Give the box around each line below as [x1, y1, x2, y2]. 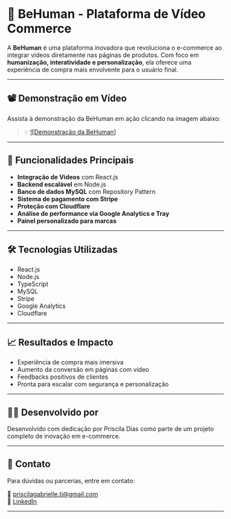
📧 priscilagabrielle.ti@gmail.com [7, 489, 98, 498]
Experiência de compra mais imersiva [16, 358, 124, 366]
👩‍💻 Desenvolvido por [7, 406, 99, 418]
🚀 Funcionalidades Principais [7, 155, 134, 166]
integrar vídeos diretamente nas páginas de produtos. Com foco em [7, 51, 199, 59]
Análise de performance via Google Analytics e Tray [16, 209, 170, 217]
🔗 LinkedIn [7, 497, 37, 505]
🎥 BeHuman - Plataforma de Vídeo [7, 6, 206, 22]
